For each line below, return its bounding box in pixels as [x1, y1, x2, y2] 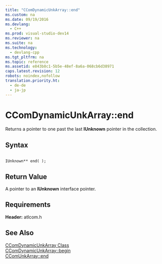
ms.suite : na [5, 41, 33, 46]
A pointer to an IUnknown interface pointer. [5, 186, 96, 192]
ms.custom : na [5, 12, 35, 17]
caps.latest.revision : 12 [5, 69, 60, 74]
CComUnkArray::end [5, 253, 49, 259]
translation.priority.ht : [5, 78, 60, 83]
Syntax [5, 140, 28, 149]
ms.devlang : [5, 21, 30, 27]
